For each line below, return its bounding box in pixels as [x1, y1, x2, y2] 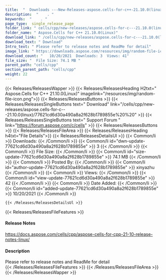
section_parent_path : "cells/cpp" [5, 67, 77, 72]
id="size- [127, 148, 147, 154]
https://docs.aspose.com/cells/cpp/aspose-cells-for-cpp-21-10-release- [5, 231, 153, 237]
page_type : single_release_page [5, 21, 74, 26]
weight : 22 [5, 72, 28, 77]
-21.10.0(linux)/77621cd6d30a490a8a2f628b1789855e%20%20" [5, 112, 137, 117]
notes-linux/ [5, 236, 30, 243]
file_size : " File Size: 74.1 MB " [5, 58, 81, 63]
